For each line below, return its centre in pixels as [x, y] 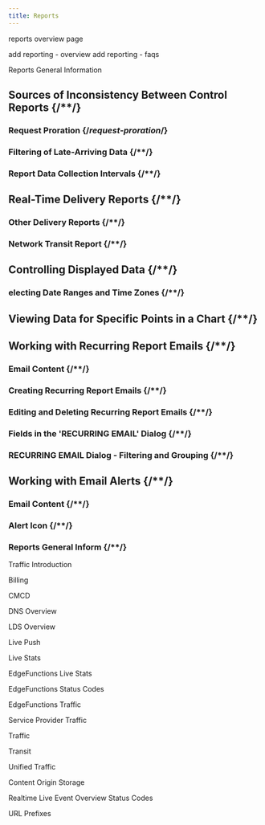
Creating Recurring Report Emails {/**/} [88, 390]
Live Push [24, 643]
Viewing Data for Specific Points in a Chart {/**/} [133, 319]
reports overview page [46, 39]
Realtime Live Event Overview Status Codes [81, 798]
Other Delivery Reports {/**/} [67, 223]
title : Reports [34, 16]
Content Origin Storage [47, 782]
